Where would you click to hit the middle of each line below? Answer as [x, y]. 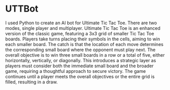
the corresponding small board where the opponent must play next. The [80, 50]
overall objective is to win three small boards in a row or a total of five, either [85, 55]
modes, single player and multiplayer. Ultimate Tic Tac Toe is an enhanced [83, 28]
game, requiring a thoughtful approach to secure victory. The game [76, 71]
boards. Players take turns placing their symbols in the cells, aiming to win [83, 39]
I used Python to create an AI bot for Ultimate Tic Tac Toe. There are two [81, 23]
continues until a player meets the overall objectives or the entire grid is [80, 76]
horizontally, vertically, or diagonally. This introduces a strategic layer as [81, 60]
